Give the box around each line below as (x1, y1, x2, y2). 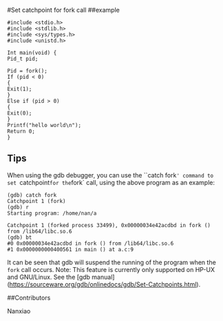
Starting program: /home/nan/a (7, 210, 97, 217)
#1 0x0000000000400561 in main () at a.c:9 (7, 246, 134, 253)
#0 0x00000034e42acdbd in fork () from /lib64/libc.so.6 (7, 240, 174, 247)
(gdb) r (7, 204, 30, 211)
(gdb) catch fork (7, 191, 57, 199)
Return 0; (7, 128, 36, 135)
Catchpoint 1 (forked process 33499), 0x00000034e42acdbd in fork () (7, 222, 211, 228)
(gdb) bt (7, 234, 32, 241)
